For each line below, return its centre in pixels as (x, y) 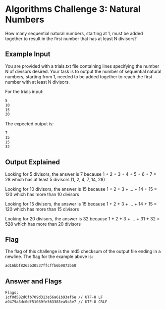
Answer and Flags (33, 281)
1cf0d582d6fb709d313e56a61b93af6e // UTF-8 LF (54, 297)
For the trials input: (24, 91)
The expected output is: (29, 124)
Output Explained (33, 162)
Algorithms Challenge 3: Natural (73, 9)
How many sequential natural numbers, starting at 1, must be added (74, 33)
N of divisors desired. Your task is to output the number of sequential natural (83, 71)
